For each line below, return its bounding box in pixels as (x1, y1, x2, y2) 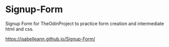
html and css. (5, 26, 34, 32)
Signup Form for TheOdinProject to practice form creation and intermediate (5, 20, 164, 27)
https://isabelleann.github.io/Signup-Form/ (5, 36, 96, 42)
